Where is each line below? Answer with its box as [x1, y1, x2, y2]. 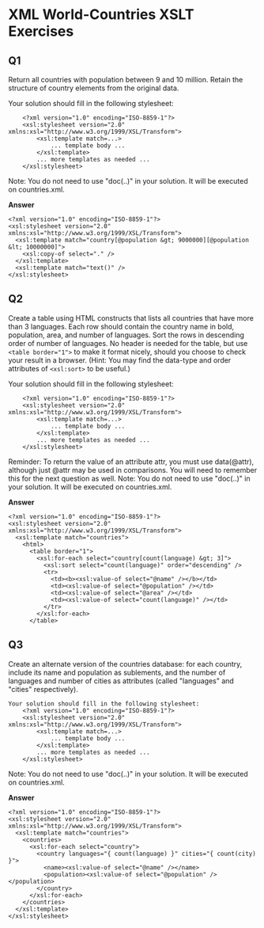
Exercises [8, 22, 74, 40]
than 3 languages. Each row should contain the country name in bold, [8, 321, 235, 331]
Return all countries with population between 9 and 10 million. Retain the [8, 75, 243, 84]
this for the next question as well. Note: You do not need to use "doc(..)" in [8, 474, 251, 483]
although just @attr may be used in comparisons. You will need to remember [8, 465, 258, 474]
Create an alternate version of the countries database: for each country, [8, 659, 243, 668]
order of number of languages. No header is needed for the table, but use [8, 338, 248, 348]
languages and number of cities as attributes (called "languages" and [8, 675, 235, 686]
